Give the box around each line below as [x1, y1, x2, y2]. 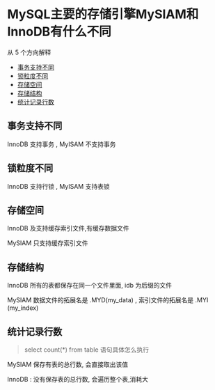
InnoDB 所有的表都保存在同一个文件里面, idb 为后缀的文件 [7, 281, 173, 290]
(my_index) [7, 304, 39, 312]
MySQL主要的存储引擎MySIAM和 [7, 6, 199, 22]
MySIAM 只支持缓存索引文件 [7, 239, 88, 247]
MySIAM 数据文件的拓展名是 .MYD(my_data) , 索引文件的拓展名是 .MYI [7, 296, 209, 304]
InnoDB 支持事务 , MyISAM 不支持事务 [7, 140, 116, 148]
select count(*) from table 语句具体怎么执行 [24, 345, 150, 354]
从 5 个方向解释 [7, 48, 51, 56]
